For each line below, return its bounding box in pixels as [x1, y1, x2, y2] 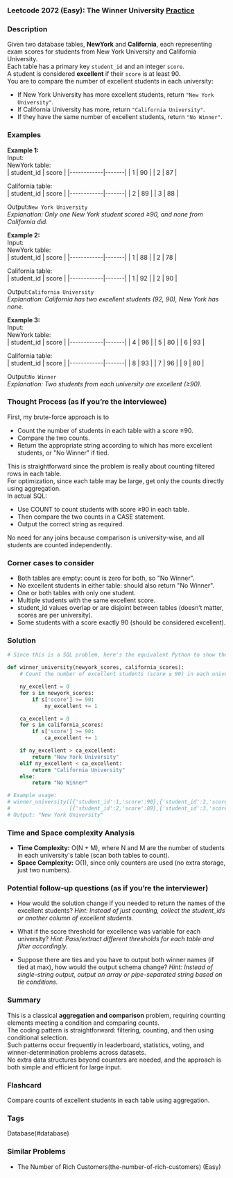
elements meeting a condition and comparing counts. [7, 1019, 159, 1027]
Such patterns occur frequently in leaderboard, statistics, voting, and [7, 1040, 205, 1049]
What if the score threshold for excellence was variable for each [17, 927, 201, 936]
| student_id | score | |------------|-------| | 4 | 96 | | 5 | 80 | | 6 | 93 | [7, 338, 205, 346]
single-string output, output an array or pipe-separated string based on [17, 971, 223, 979]
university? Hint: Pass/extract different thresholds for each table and [17, 935, 214, 943]
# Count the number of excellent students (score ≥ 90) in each [19, 670, 209, 677]
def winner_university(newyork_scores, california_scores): [7, 664, 185, 671]
